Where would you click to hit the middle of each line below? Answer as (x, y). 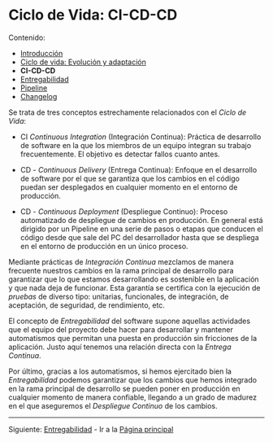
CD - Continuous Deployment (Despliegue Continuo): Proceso (124, 211)
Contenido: (27, 37)
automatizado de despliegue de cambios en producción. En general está (141, 220)
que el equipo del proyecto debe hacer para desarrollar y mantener (121, 329)
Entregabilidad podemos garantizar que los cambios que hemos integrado (133, 379)
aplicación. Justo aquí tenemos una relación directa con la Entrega (120, 347)
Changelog (39, 96)
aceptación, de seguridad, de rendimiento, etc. (87, 305)
